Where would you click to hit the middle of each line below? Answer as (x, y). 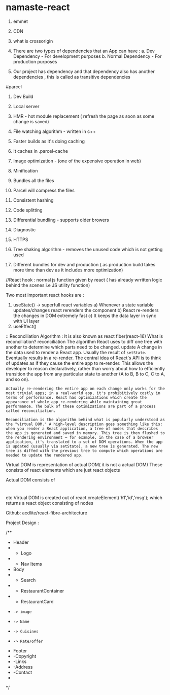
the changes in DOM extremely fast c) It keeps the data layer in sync (85, 316)
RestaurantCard (37, 602)
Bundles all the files (34, 180)
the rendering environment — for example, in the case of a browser (80, 437)
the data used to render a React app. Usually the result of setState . (76, 352)
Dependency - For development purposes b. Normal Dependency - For (87, 56)
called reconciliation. (31, 411)
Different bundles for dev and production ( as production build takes (84, 264)
